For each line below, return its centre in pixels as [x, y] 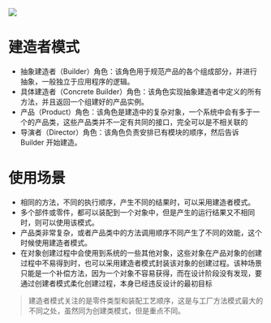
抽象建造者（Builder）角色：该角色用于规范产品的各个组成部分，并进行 [139, 71]
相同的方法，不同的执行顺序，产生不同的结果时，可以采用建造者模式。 [138, 202]
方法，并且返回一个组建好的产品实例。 [84, 101]
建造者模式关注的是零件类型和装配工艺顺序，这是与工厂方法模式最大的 [146, 300]
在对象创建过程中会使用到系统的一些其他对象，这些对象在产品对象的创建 [141, 252]
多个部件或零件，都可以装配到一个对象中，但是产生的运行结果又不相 [134, 212]
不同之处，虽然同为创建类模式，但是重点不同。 [106, 310]
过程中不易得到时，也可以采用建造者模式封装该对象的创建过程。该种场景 [141, 263]
